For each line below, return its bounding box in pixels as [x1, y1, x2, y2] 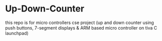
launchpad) [5, 30, 29, 36]
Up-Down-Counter [5, 3, 85, 14]
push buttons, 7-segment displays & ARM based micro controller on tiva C [5, 24, 158, 30]
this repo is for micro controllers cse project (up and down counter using [5, 19, 155, 25]
